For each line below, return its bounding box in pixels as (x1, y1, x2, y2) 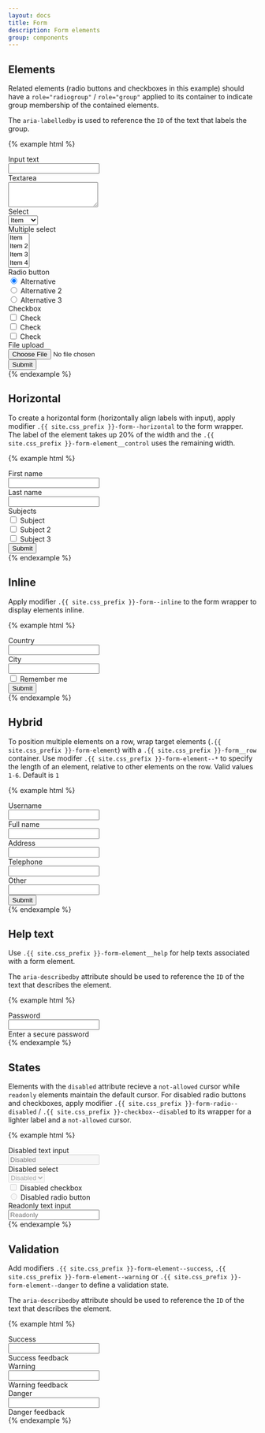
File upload (8, 341, 45, 350)
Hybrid (8, 716, 43, 729)
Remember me (19, 674, 68, 683)
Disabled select (8, 1164, 59, 1174)
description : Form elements (8, 26, 101, 34)
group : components (8, 33, 69, 42)
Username (8, 801, 43, 810)
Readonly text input (8, 1201, 72, 1211)
